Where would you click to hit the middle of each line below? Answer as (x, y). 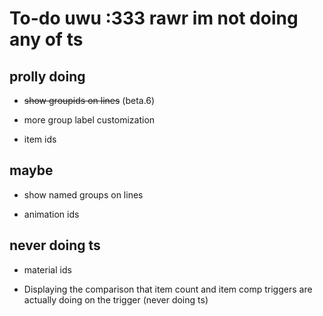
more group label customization (89, 120)
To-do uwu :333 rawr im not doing (154, 18)
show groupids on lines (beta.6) (89, 100)
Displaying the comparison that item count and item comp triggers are (168, 289)
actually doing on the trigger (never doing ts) (116, 299)
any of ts (46, 39)
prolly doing (47, 76)
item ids (40, 139)
